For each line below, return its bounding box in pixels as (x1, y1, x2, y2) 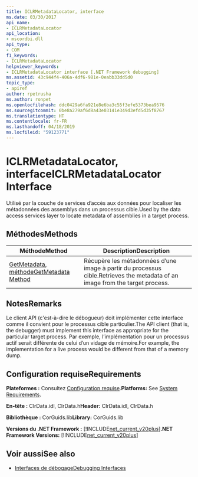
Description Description (103, 246, 170, 254)
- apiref (6, 86, 28, 92)
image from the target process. (83, 279, 170, 287)
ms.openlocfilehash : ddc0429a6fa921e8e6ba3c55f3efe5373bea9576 (6, 102, 165, 108)
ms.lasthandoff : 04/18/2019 (6, 124, 75, 130)
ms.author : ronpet (6, 96, 51, 102)
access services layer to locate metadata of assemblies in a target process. (6, 212, 190, 219)
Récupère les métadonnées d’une (83, 256, 177, 264)
